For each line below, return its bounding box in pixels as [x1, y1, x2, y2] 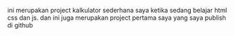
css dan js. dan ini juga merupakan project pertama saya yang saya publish [7, 13, 226, 22]
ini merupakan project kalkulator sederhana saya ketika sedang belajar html [7, 6, 228, 14]
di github [7, 21, 33, 29]
